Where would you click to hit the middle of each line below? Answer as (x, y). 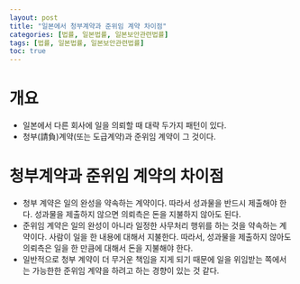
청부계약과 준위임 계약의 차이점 (117, 176)
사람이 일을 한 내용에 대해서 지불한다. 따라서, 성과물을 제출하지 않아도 (170, 237)
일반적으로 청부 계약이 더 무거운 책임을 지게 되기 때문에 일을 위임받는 (142, 259)
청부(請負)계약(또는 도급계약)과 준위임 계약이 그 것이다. (119, 137)
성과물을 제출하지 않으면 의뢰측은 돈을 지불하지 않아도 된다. (138, 214)
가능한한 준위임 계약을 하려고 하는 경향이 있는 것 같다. (126, 270)
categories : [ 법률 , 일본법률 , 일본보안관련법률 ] (89, 34)
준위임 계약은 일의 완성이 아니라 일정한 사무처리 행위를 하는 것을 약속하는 (150, 225)
